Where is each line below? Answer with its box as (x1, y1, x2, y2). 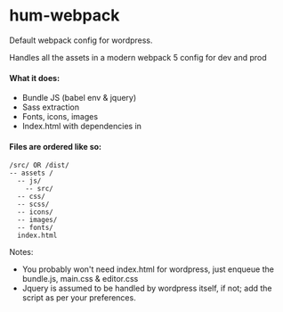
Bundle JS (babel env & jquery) (21, 93, 137, 103)
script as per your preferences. (21, 292, 136, 303)
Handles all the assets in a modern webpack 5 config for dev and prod (9, 52, 267, 62)
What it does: (9, 72, 61, 83)
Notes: (9, 247, 34, 258)
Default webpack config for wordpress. (9, 35, 153, 45)
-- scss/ (17, 200, 50, 209)
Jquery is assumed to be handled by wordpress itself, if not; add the (21, 283, 272, 294)
